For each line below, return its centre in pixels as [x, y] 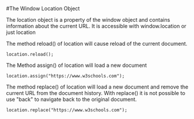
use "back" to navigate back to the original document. [71, 99]
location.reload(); [30, 55]
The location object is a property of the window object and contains [88, 20]
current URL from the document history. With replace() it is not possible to [96, 93]
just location [21, 32]
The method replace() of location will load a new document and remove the [97, 87]
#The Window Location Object [43, 8]
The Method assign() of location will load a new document [76, 65]
